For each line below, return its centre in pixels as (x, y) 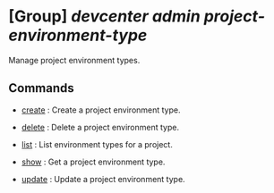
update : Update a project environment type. (103, 179)
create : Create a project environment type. (101, 110)
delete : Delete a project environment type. (100, 127)
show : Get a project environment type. (93, 162)
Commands (42, 88)
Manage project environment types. (74, 60)
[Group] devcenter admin (104, 17)
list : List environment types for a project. (97, 144)
